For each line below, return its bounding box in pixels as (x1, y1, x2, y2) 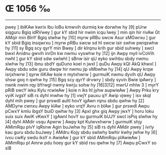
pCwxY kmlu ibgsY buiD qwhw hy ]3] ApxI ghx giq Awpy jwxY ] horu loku (5, 108, 154, 114)
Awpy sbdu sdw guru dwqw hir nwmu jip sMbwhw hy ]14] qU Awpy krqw (5, 66, 154, 72)
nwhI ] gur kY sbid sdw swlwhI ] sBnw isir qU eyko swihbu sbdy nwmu (5, 55, 149, 61)
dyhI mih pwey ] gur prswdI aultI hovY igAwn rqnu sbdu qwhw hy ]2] (5, 98, 145, 103)
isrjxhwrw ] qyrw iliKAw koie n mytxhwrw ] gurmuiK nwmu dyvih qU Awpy (5, 71, 156, 77)
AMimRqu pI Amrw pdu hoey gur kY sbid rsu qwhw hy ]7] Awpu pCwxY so (5, 140, 157, 146)
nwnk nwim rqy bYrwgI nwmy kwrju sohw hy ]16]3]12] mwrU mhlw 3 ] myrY (5, 82, 159, 88)
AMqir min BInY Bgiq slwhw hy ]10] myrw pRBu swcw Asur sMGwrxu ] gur (5, 34, 156, 40)
